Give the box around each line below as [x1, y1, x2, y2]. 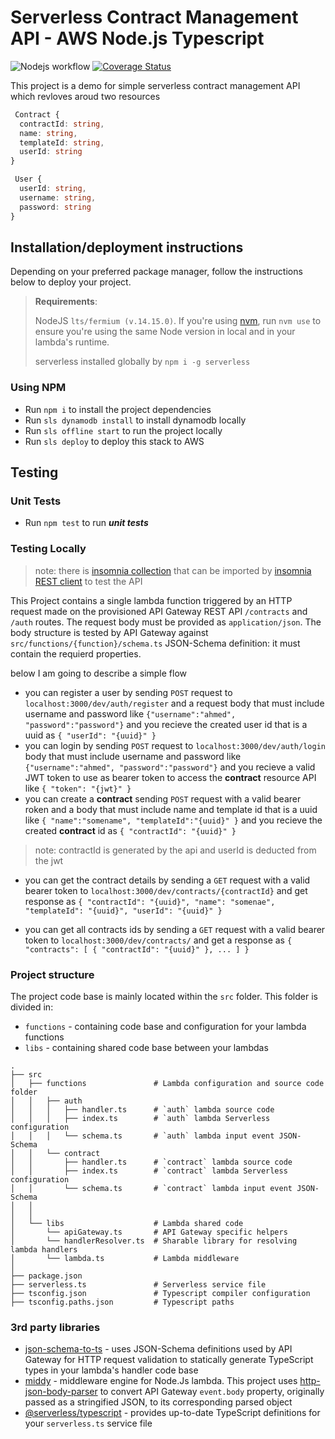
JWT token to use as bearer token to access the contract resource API [24, 771, 317, 783]
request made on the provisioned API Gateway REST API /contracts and [10, 605, 308, 617]
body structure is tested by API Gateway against [10, 626, 209, 638]
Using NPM [10, 381, 67, 395]
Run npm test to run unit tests [24, 517, 149, 529]
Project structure [10, 967, 95, 981]
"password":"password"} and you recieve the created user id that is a [24, 718, 308, 730]
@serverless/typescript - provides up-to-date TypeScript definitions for [24, 1407, 321, 1419]
